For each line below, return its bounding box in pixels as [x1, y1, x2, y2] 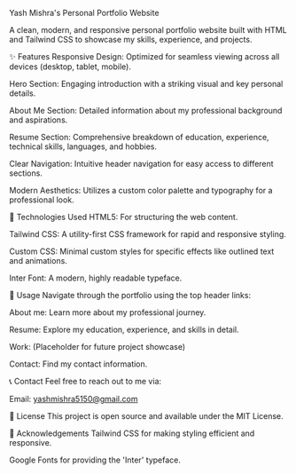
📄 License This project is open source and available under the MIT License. [9, 411, 284, 421]
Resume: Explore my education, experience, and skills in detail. [9, 324, 239, 335]
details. [9, 88, 36, 99]
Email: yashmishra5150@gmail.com [9, 394, 138, 404]
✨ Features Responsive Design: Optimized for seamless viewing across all [9, 51, 280, 61]
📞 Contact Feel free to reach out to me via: [9, 376, 162, 386]
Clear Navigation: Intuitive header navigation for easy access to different [9, 159, 274, 169]
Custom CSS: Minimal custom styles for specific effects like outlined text [9, 246, 275, 257]
